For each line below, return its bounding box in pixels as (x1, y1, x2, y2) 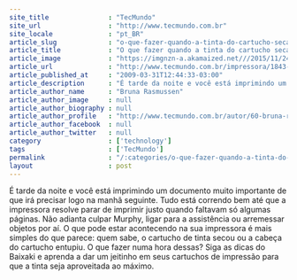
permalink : (9, 152, 113, 162)
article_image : (9, 54, 113, 63)
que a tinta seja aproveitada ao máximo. (9, 261, 155, 271)
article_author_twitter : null (9, 128, 133, 137)
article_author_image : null (9, 95, 133, 105)
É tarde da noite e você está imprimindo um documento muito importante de (9, 185, 287, 196)
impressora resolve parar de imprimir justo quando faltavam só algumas (9, 205, 271, 215)
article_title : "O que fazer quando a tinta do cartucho (9, 46, 271, 55)
